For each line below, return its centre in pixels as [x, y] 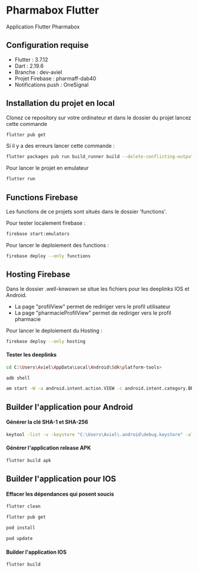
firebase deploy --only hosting [46, 341]
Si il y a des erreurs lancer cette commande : [60, 146]
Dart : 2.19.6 [29, 66]
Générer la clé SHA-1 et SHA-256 [47, 422]
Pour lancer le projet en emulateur [47, 168]
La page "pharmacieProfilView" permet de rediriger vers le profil [93, 313]
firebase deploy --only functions [49, 256]
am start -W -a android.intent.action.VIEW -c [64, 389]
